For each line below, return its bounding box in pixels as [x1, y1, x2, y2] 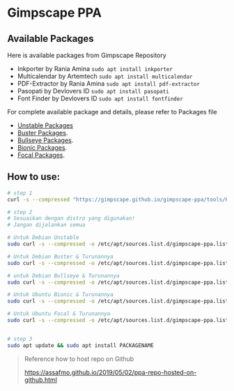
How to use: [7, 171, 61, 183]
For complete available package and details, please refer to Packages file [7, 108, 217, 116]
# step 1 [7, 190, 33, 197]
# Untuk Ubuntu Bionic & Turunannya [7, 291, 114, 298]
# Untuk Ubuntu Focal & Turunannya [7, 310, 111, 318]
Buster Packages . [17, 129, 68, 137]
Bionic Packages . [17, 144, 68, 151]
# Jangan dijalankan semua [7, 222, 86, 229]
